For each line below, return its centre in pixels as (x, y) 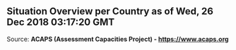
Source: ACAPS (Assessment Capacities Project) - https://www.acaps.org (118, 39)
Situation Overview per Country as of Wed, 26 (110, 11)
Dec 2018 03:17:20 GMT (61, 23)
